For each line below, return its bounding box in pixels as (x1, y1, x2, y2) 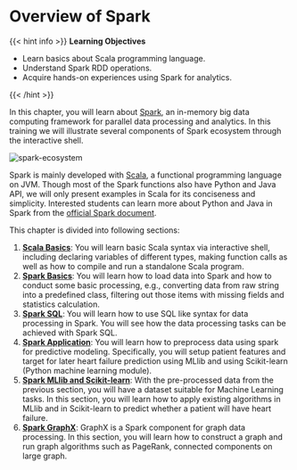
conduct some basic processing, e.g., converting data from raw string (21, 279, 279, 291)
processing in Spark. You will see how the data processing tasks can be (21, 317, 287, 328)
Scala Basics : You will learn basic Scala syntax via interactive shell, (21, 242, 270, 252)
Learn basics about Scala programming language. (21, 53, 206, 63)
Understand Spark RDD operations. (21, 62, 153, 73)
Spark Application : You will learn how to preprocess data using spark (21, 336, 279, 347)
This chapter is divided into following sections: (9, 225, 180, 235)
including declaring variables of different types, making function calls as (21, 251, 288, 262)
